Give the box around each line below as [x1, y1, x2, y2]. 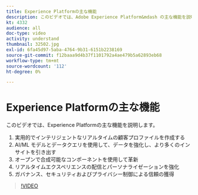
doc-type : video [6, 31, 46, 36]
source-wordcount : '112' [6, 63, 67, 69]
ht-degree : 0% [6, 69, 41, 75]
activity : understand [6, 36, 60, 42]
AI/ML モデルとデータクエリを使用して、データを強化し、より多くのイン [14, 142, 190, 149]
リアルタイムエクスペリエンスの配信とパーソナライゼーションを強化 [14, 163, 180, 170]
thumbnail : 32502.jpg [6, 42, 60, 48]
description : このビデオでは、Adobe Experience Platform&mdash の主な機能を [6, 14, 187, 20]
